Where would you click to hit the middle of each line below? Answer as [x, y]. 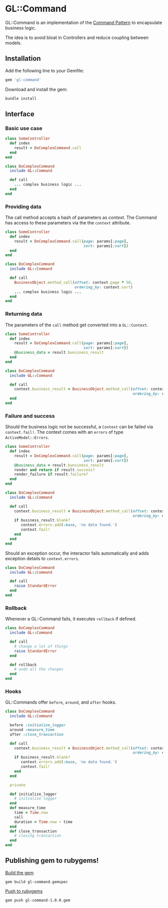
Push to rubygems [24, 891]
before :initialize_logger [38, 725]
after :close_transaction [37, 734]
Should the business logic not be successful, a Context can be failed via [79, 427]
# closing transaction [38, 836]
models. [13, 42]
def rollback [23, 665]
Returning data [24, 314]
